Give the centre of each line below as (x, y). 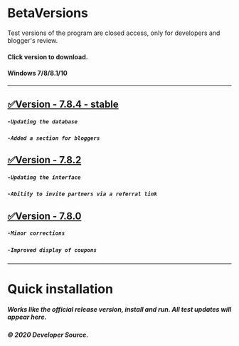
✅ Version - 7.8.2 (44, 160)
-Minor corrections (36, 233)
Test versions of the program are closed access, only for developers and (114, 33)
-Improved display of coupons (52, 250)
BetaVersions (48, 13)
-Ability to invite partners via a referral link (83, 194)
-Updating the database (43, 122)
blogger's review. (33, 40)
